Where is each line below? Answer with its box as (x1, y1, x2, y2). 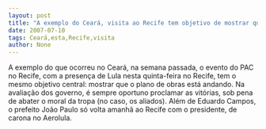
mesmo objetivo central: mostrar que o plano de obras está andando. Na (8, 80, 245, 89)
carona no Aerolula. (8, 113, 73, 123)
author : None (8, 41, 51, 49)
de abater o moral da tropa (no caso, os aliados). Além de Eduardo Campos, (8, 97, 256, 106)
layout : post (8, 11, 51, 20)
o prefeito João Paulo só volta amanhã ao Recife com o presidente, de (8, 104, 237, 115)
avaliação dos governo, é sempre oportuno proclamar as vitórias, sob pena (8, 88, 253, 97)
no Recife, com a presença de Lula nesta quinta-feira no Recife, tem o (8, 71, 237, 81)
